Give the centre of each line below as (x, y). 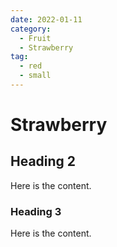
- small (35, 76)
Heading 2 (43, 161)
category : (31, 29)
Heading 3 (36, 211)
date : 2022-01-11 (46, 19)
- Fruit (35, 38)
